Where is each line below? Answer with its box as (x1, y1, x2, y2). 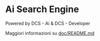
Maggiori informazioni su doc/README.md (5, 30, 95, 36)
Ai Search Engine (5, 4, 79, 15)
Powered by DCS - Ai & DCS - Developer (5, 20, 90, 26)
